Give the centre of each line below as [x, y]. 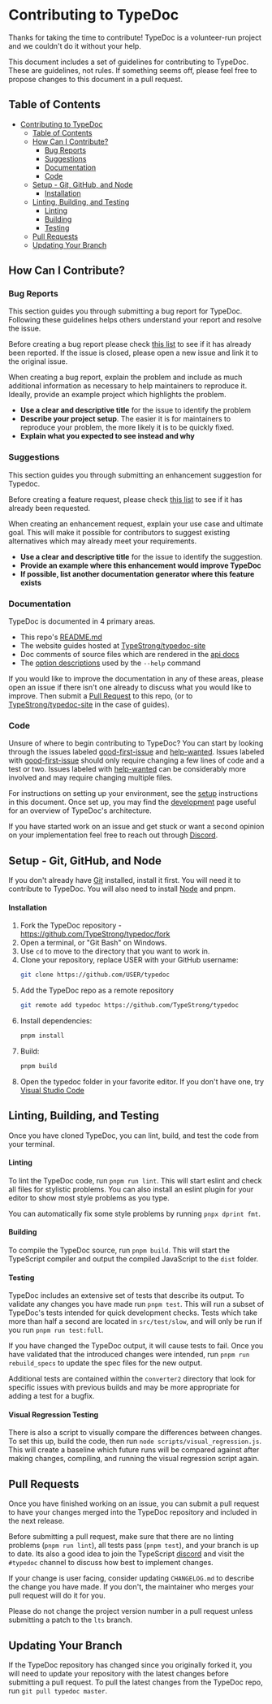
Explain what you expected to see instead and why [107, 436]
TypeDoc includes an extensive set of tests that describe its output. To [127, 1295]
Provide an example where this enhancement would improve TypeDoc [140, 565]
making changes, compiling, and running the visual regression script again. [134, 1459]
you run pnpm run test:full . [56, 1330]
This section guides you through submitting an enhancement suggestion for [135, 475]
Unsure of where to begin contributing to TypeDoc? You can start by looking [136, 743]
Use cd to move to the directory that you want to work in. [115, 951]
